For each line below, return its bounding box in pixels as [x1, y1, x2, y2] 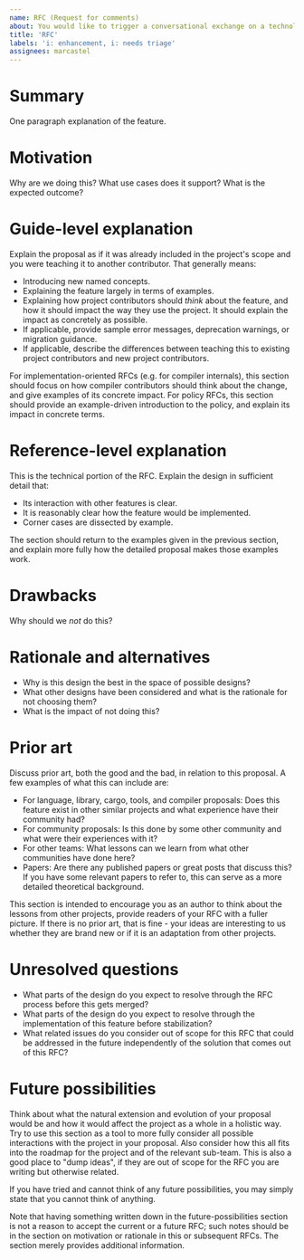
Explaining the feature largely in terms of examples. [22, 285, 214, 296]
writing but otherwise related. [9, 1166, 119, 1177]
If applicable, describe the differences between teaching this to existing [22, 343, 290, 354]
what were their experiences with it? [22, 833, 158, 844]
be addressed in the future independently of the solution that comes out [22, 1037, 291, 1048]
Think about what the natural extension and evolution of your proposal [9, 1108, 271, 1119]
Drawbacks [9, 586, 97, 606]
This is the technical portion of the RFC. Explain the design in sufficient [9, 470, 274, 481]
